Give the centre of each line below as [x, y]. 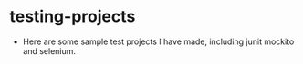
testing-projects [73, 17]
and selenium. [49, 50]
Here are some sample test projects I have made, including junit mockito [158, 41]
